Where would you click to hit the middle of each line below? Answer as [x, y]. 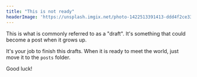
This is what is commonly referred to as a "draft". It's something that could [96, 33]
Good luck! [19, 68]
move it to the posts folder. [38, 57]
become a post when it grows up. [46, 40]
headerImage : [22, 17]
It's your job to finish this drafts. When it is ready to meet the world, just [92, 51]
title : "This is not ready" [40, 11]
